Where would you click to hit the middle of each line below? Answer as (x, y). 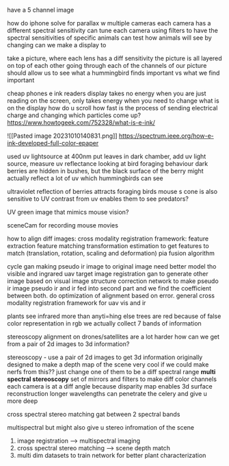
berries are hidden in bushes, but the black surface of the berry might (105, 171)
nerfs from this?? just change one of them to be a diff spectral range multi (111, 372)
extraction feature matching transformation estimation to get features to (108, 246)
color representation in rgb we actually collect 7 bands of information (104, 323)
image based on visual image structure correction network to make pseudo (113, 281)
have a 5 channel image (41, 10)
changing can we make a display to (57, 45)
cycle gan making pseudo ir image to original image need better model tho (112, 266)
